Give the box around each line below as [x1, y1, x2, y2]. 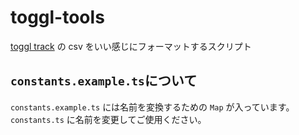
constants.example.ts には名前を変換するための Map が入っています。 [10, 101, 295, 113]
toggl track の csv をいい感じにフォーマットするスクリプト [10, 40, 252, 52]
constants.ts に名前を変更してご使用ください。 [10, 113, 207, 125]
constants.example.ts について [10, 72, 198, 90]
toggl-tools [10, 6, 105, 29]
